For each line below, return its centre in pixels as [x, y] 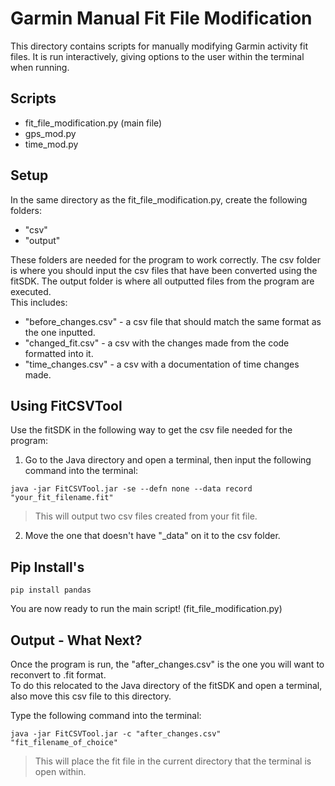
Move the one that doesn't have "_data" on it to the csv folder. [152, 536]
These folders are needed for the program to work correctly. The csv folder [165, 259]
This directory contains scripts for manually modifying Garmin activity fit [159, 46]
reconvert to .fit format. [58, 675]
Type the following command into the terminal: [106, 715]
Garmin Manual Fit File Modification [161, 18]
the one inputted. [60, 332]
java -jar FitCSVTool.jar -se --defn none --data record [131, 489]
